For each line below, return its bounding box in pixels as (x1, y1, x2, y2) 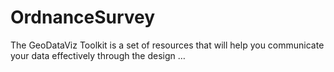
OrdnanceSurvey (10, 6, 156, 29)
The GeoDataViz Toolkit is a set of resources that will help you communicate (10, 39, 325, 51)
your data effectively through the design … (10, 49, 186, 61)
